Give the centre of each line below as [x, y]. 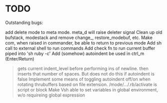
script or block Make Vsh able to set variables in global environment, [88, 89]
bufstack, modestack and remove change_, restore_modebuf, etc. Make [79, 37]
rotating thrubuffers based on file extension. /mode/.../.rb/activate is [87, 84]
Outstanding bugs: [24, 22]
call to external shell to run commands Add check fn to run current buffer [80, 48]
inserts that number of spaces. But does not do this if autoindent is [86, 73]
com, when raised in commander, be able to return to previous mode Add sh [83, 42]
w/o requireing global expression [51, 95]
